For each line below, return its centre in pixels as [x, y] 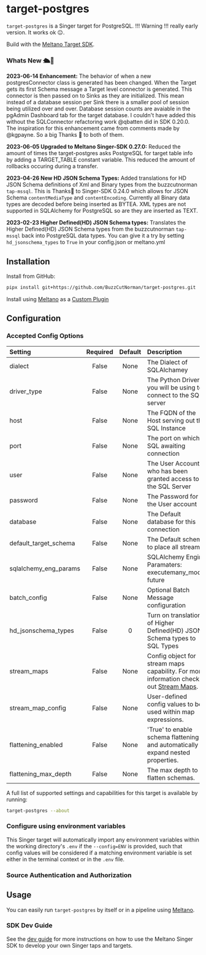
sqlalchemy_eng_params [45, 568]
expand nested [168, 752]
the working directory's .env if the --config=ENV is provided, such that [94, 846]
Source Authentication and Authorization [69, 875]
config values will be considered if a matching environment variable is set [99, 853]
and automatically [173, 745]
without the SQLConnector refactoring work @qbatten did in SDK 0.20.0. [98, 122]
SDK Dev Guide [30, 926]
